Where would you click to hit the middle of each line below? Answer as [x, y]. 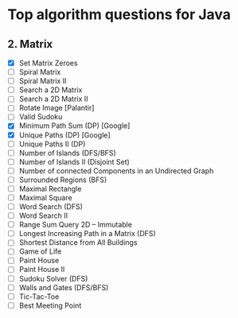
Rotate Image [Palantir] [57, 108]
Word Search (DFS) [51, 207]
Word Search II [43, 215]
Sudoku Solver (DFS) [53, 278]
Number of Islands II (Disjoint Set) [74, 161]
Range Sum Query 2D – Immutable [76, 225]
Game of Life [40, 251]
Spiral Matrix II [43, 81]
